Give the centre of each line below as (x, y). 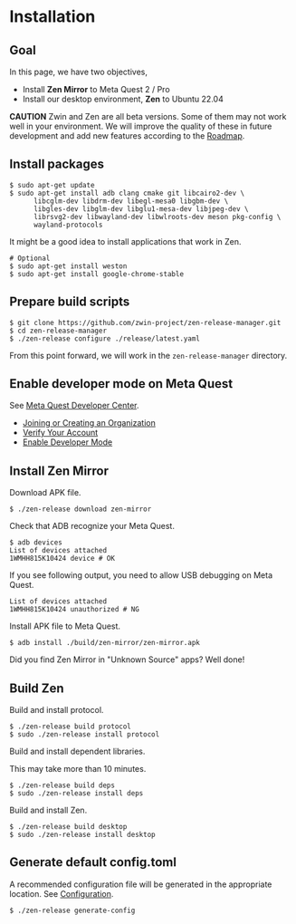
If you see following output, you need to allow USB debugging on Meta (141, 575)
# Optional (30, 258)
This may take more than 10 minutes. (78, 769)
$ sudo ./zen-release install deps (76, 794)
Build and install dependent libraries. (77, 751)
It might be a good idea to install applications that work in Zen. (125, 241)
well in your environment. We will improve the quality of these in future (141, 126)
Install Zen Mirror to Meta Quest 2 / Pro (96, 89)
